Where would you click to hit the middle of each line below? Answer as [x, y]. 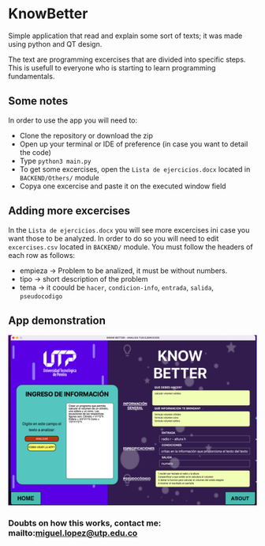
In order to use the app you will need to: [73, 120]
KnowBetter [48, 14]
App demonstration [57, 320]
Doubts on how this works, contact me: [85, 523]
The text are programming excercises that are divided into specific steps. [127, 59]
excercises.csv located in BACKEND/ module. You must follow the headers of [131, 247]
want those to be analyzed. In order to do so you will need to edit [114, 238]
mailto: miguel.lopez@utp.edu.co [73, 533]
